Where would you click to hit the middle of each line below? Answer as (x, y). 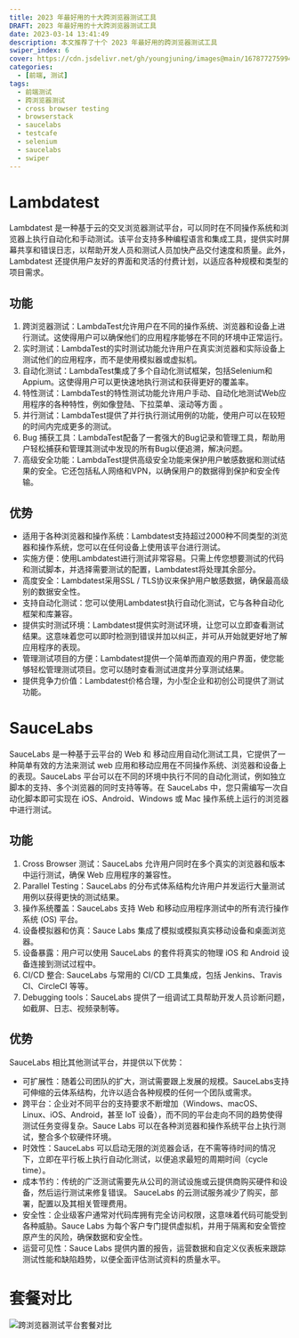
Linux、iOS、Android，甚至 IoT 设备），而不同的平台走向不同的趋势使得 (152, 1115)
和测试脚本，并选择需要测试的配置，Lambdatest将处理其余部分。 (141, 570)
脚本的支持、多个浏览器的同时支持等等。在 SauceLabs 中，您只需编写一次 (145, 787)
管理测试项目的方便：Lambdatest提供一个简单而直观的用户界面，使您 (149, 659)
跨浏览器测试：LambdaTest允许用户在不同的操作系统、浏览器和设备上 (149, 327)
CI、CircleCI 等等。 (57, 985)
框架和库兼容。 (49, 614)
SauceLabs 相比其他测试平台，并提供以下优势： (97, 1062)
